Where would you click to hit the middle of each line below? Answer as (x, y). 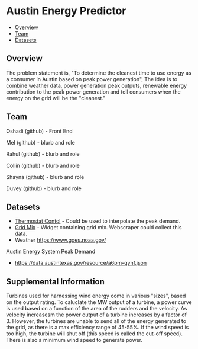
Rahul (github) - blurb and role (43, 154)
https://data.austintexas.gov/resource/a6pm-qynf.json (81, 263)
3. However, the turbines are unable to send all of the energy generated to (96, 321)
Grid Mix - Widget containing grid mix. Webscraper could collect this (98, 228)
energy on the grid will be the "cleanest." (56, 98)
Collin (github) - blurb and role (43, 165)
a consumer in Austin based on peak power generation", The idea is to (92, 79)
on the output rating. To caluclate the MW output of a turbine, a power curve (99, 302)
